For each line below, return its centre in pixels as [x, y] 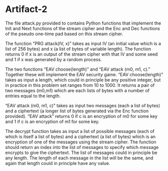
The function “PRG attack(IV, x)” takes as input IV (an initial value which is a [83, 43]
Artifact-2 [26, 9]
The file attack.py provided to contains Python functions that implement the [83, 23]
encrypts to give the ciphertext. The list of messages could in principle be [81, 152]
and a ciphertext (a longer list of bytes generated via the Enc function [77, 111]
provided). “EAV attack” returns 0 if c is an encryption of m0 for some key [81, 116]
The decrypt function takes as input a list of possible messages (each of [80, 131]
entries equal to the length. [33, 96]
